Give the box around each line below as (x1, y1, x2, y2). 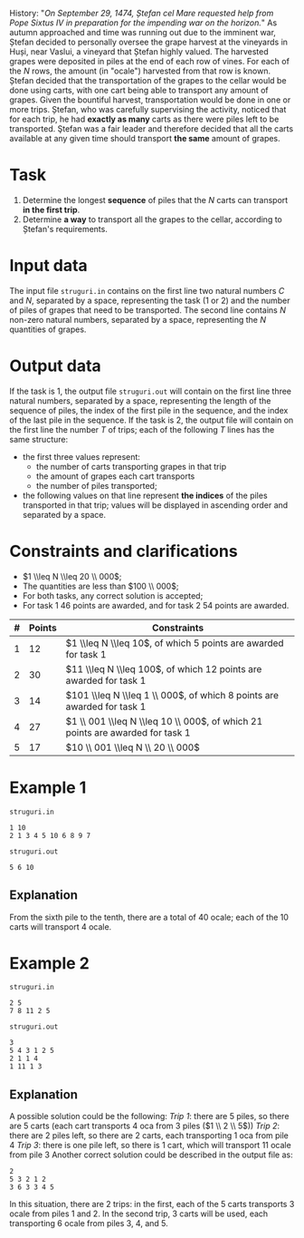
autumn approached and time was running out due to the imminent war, (9, 27, 276, 37)
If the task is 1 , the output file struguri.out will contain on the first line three (9, 385, 292, 396)
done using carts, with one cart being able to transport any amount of (9, 85, 269, 95)
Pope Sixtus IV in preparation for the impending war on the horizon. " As (9, 17, 278, 28)
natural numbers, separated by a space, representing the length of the (9, 395, 271, 406)
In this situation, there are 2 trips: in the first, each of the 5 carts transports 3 (9, 1199, 295, 1210)
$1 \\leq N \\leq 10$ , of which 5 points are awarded (65, 637, 284, 649)
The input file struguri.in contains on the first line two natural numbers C (9, 285, 285, 296)
